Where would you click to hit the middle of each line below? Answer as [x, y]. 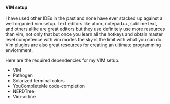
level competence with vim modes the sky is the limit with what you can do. [84, 40]
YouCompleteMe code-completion [49, 86]
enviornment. [19, 50]
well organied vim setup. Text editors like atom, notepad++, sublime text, [81, 24]
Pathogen [23, 75]
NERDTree [23, 91]
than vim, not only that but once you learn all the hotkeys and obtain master [84, 34]
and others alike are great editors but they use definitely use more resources [85, 29]
